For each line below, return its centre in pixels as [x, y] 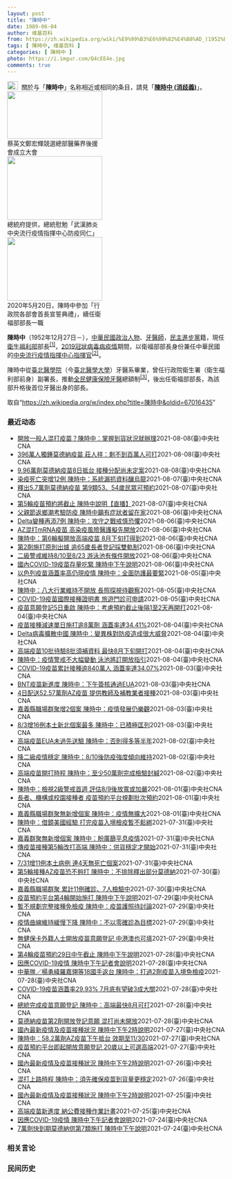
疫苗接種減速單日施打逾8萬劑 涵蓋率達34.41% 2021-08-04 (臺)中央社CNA [120, 625]
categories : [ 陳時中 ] [40, 53]
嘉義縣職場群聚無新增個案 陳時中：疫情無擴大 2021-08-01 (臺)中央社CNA [119, 813]
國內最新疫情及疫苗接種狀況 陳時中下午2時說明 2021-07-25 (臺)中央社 [114, 1094]
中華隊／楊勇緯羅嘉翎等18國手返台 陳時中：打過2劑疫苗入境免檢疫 [111, 971]
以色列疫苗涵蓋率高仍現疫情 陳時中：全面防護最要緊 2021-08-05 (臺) [113, 573]
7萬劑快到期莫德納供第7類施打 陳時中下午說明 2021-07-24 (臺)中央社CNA [120, 1128]
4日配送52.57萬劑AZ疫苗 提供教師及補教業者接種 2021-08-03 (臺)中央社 [118, 693]
